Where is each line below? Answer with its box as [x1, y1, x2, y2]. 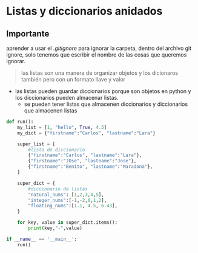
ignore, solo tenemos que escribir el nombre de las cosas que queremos [6, 51, 187, 58]
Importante [6, 29, 50, 39]
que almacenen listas [24, 107, 78, 114]
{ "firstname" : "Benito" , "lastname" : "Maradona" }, [28, 164, 153, 170]
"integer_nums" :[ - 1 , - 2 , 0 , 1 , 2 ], [28, 197, 107, 203]
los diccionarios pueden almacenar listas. [15, 94, 119, 101]
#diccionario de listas [28, 185, 88, 192]
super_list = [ [17, 141, 56, 147]
